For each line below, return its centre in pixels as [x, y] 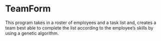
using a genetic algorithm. [32, 33]
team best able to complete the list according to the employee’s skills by [79, 27]
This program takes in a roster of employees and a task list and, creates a [81, 22]
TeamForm [28, 9]
